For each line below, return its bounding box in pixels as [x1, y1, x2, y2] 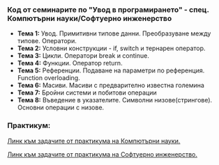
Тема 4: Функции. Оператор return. [17, 59, 123, 68]
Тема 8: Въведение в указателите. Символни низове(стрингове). [17, 96, 213, 104]
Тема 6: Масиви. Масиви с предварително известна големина [17, 81, 204, 90]
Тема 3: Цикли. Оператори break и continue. [17, 52, 150, 60]
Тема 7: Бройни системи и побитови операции [17, 88, 157, 97]
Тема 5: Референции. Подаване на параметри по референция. [17, 66, 205, 74]
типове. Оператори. [17, 37, 77, 45]
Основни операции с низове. [17, 103, 105, 112]
